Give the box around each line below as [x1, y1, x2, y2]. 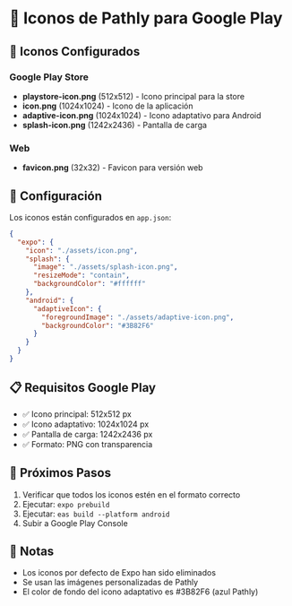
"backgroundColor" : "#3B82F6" [41, 321, 154, 330]
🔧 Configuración [9, 188, 103, 203]
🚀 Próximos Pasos [9, 465, 112, 480]
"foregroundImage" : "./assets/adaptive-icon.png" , [41, 313, 235, 322]
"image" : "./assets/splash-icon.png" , [32, 263, 178, 272]
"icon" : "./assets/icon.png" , [25, 246, 139, 255]
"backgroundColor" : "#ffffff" [32, 280, 146, 289]
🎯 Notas [9, 544, 55, 558]
